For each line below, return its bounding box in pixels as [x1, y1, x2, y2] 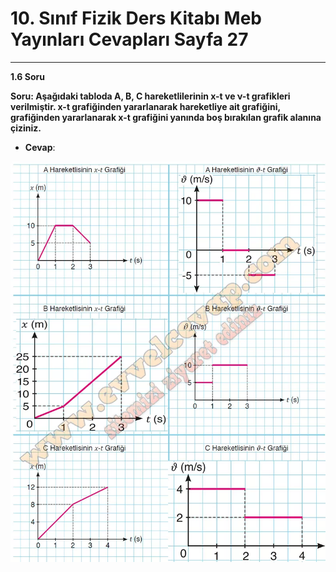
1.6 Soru [10, 70, 45, 82]
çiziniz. [10, 122, 42, 134]
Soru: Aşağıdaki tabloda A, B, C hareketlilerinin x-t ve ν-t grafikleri [10, 90, 291, 102]
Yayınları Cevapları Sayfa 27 [10, 28, 249, 51]
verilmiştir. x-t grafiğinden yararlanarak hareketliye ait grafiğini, [10, 100, 281, 112]
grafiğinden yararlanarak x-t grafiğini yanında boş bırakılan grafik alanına [10, 111, 322, 123]
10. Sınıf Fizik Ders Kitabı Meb [10, 7, 262, 30]
